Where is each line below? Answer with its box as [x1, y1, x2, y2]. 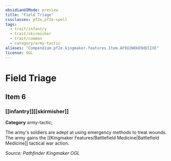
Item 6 [5, 93, 26, 101]
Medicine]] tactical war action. [5, 140, 70, 146]
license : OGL [5, 50, 33, 55]
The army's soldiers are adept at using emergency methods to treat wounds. [5, 129, 167, 135]
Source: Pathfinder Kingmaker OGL [5, 150, 80, 156]
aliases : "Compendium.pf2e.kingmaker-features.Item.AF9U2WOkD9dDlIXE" [5, 45, 159, 51]
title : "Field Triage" [5, 12, 54, 17]
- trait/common [10, 36, 42, 41]
